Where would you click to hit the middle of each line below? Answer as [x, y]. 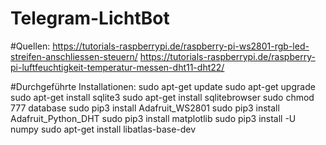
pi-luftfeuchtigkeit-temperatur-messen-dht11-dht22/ [117, 67]
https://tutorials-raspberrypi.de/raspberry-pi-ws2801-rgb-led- [181, 46]
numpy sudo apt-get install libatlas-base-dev [103, 129]
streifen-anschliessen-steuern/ [74, 56]
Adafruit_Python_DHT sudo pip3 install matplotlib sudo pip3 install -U [153, 118]
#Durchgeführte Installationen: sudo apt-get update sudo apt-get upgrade [163, 86]
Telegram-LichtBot [90, 18]
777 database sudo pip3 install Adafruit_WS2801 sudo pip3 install [145, 108]
